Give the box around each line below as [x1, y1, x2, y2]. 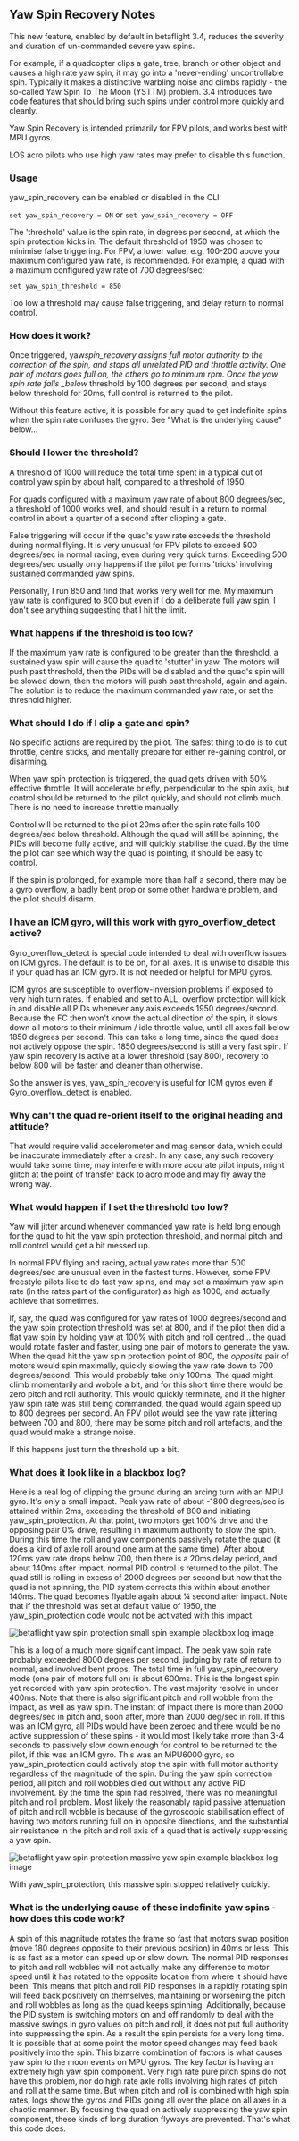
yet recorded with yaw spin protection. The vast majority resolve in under [9, 1683, 279, 1694]
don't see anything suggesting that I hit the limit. [9, 604, 187, 615]
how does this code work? [9, 1913, 126, 1925]
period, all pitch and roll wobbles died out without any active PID [9, 1778, 245, 1789]
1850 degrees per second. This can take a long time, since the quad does [9, 1031, 279, 1042]
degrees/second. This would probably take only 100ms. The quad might [9, 1370, 274, 1381]
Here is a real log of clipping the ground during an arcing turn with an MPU [9, 1486, 284, 1497]
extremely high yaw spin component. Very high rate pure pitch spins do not [9, 2066, 287, 2077]
